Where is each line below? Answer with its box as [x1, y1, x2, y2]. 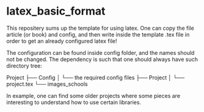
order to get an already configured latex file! [6, 37, 117, 44]
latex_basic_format [6, 4, 106, 18]
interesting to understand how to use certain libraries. [6, 99, 142, 106]
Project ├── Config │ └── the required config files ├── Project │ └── [6, 74, 185, 81]
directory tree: [6, 62, 43, 69]
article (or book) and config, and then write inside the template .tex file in [6, 30, 190, 38]
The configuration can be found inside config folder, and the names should [6, 49, 195, 56]
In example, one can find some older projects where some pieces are [6, 92, 181, 99]
